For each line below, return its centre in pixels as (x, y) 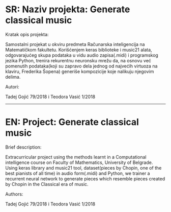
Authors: (14, 194)
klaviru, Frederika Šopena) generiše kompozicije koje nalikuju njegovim (80, 71)
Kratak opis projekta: (27, 34)
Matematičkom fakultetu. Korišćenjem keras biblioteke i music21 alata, (79, 50)
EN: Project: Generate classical (72, 122)
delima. (13, 77)
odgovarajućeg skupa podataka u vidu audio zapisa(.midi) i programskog (82, 55)
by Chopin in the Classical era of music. (47, 184)
